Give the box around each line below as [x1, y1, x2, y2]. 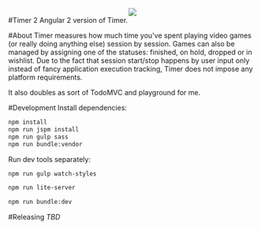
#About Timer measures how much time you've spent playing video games [8, 31, 252, 40]
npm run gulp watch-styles [8, 169, 97, 178]
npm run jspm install [8, 125, 80, 133]
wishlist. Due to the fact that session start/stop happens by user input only [8, 56, 250, 65]
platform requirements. [8, 72, 83, 82]
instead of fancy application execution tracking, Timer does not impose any [8, 65, 254, 73]
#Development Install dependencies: [8, 103, 128, 113]
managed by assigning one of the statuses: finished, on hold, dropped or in [8, 47, 252, 57]
